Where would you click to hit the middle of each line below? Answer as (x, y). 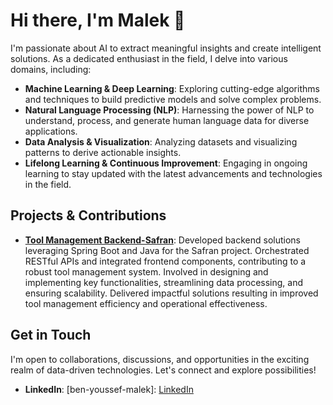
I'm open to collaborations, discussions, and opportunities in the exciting (160, 359)
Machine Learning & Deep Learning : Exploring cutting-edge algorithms (172, 88)
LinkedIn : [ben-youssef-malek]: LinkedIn (109, 389)
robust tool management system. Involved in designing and (146, 271)
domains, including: (51, 69)
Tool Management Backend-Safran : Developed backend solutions (162, 240)
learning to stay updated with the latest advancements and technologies (173, 173)
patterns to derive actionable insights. (103, 152)
